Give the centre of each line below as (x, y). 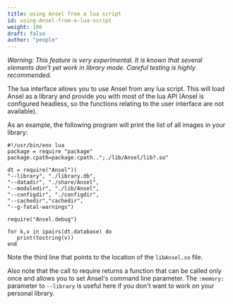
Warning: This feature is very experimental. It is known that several (105, 60)
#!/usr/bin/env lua (36, 145)
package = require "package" (50, 152)
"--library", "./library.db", (52, 176)
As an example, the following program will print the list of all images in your (116, 125)
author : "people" (33, 40)
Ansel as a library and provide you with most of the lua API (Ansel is (106, 97)
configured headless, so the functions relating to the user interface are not (116, 104)
